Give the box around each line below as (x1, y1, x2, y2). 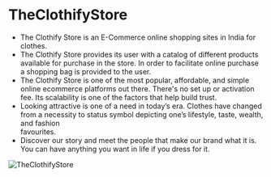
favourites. (19, 127, 57, 137)
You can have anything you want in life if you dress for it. (19, 144, 210, 154)
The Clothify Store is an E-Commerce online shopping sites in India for (19, 32, 256, 42)
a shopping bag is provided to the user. (19, 66, 152, 76)
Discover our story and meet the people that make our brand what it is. (19, 135, 257, 145)
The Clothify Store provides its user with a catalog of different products (19, 49, 259, 59)
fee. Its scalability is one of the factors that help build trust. (19, 92, 217, 102)
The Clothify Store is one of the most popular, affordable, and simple (19, 75, 250, 85)
